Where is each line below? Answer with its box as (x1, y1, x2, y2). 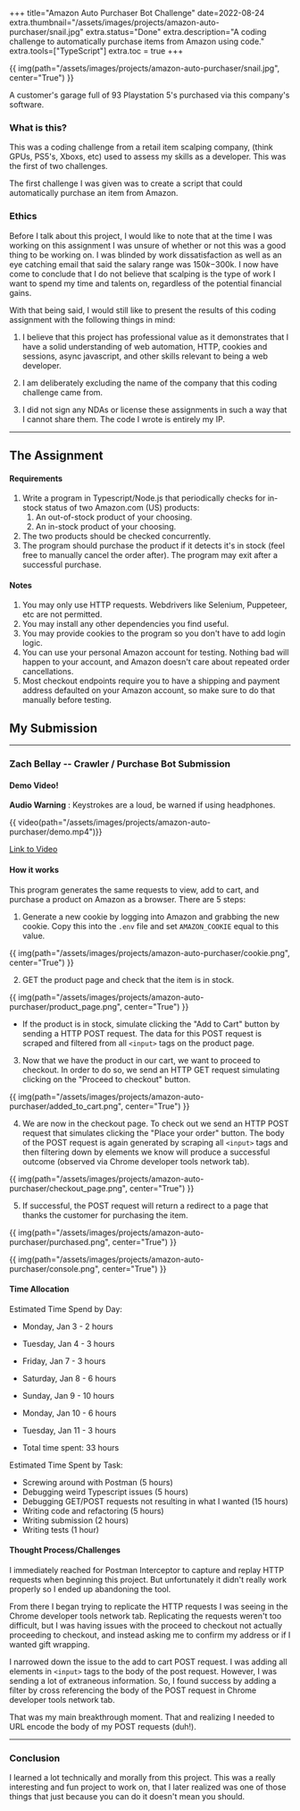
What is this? (9, 121, 67, 133)
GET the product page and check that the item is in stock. (21, 974, 235, 985)
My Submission (9, 720, 98, 736)
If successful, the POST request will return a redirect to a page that (21, 1200, 269, 1211)
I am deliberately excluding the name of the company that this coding (21, 377, 278, 388)
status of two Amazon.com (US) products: (44, 503, 200, 513)
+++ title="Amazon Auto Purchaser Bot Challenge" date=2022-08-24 (9, 8, 265, 18)
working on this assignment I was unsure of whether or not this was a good (9, 240, 287, 250)
